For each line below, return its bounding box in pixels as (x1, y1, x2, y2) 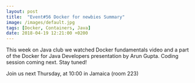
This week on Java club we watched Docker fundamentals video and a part (6, 46, 189, 53)
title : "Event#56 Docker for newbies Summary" (6, 14, 125, 20)
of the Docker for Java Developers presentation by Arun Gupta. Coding (6, 53, 179, 60)
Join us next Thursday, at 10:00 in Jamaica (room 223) (6, 70, 139, 77)
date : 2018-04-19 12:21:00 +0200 (6, 30, 88, 36)
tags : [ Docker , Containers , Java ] (6, 25, 91, 31)
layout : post (6, 8, 38, 15)
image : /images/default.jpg (6, 19, 75, 25)
